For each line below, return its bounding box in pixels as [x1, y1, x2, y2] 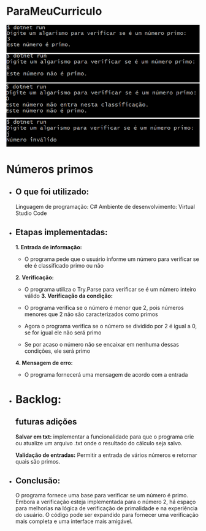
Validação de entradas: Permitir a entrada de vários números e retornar [15, 451, 197, 459]
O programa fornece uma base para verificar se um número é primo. [15, 492, 189, 499]
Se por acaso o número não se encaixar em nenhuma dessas [24, 341, 180, 348]
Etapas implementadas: [15, 227, 109, 238]
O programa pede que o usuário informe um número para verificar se [24, 255, 199, 263]
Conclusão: [15, 475, 61, 486]
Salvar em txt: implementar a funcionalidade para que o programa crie [15, 433, 194, 440]
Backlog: [15, 392, 62, 406]
